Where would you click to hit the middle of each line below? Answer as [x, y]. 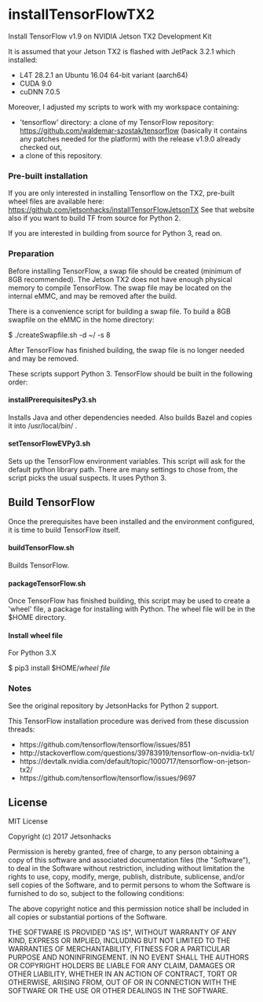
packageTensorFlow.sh [47, 583]
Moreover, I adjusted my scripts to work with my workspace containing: [124, 107]
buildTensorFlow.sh [41, 548]
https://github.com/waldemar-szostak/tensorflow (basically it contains [133, 130]
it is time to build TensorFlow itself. [64, 530]
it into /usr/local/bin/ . [43, 425]
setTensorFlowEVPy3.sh [49, 444]
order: [18, 382]
